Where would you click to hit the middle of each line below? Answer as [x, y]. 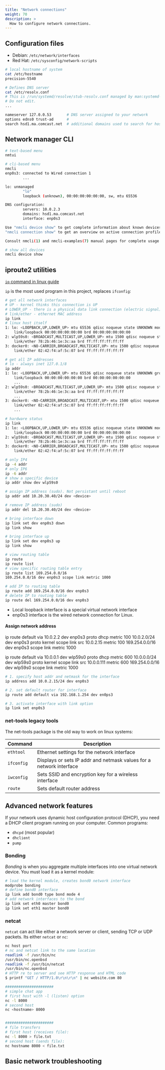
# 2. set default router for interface [46, 690]
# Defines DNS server [27, 87]
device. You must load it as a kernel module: [50, 872]
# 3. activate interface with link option [49, 704]
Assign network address [31, 626]
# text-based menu [24, 151]
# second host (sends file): [35, 1041]
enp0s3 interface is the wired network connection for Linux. [73, 615]
